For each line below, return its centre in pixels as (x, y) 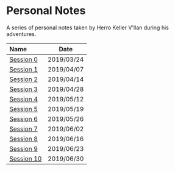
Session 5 (24, 109)
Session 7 (24, 129)
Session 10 (26, 158)
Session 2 (24, 79)
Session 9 (24, 148)
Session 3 (24, 89)
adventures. (21, 34)
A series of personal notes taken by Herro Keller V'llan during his (87, 27)
